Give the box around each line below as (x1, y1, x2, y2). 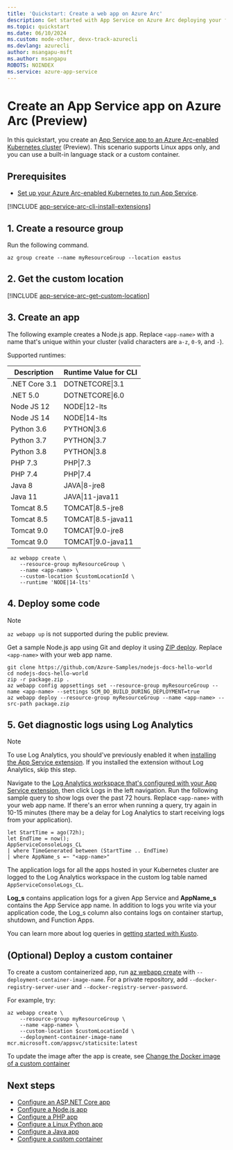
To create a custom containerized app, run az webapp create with (7, 968, 196, 977)
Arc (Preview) (7, 112, 88, 128)
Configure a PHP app (17, 1113, 78, 1121)
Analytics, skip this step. (7, 766, 77, 774)
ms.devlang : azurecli (7, 42, 70, 49)
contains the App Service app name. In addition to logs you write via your (7, 901, 217, 909)
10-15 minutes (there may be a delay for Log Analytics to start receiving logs (7, 809, 225, 817)
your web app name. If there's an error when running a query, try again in (7, 801, 217, 809)
